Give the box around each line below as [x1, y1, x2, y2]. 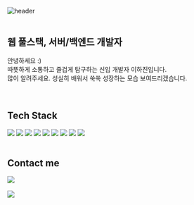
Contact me [7, 157, 60, 169]
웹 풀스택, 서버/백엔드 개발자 [7, 36, 123, 49]
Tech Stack [7, 110, 58, 122]
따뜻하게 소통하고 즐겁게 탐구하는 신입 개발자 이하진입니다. [7, 65, 167, 73]
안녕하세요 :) [7, 56, 42, 65]
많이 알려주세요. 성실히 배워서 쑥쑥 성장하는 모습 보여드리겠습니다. [7, 74, 188, 82]
